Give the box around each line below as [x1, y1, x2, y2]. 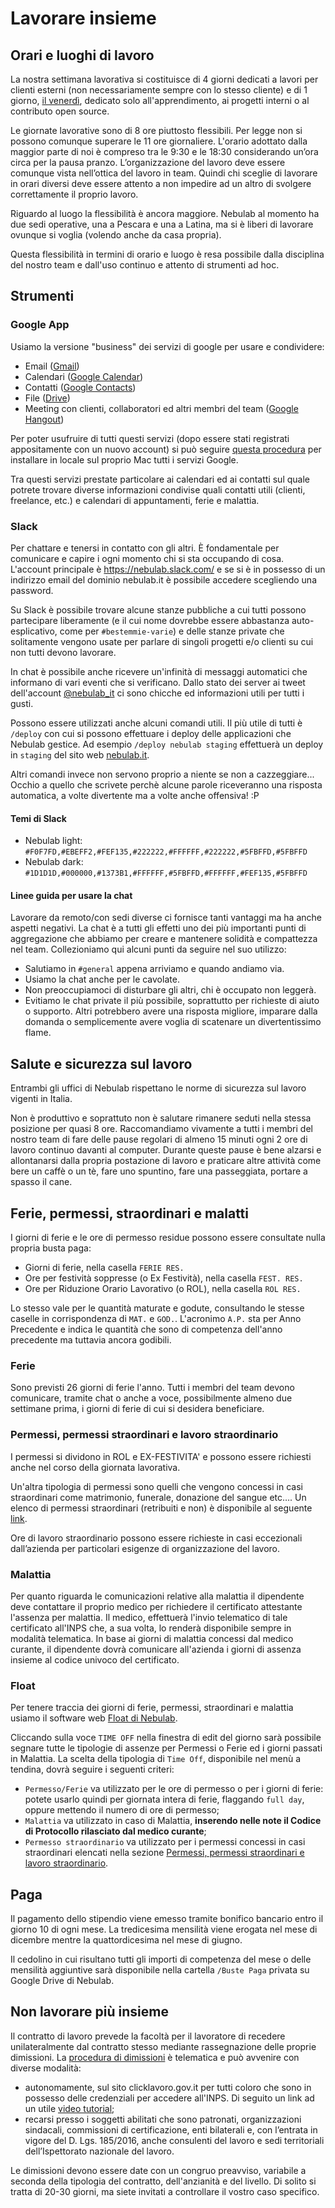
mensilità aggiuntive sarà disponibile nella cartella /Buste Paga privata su [10, 1964, 310, 1976]
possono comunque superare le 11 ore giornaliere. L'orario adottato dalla [10, 135, 308, 147]
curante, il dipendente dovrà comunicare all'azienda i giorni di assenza [10, 1643, 302, 1655]
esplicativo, [10, 625, 58, 637]
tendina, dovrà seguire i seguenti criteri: [10, 1763, 175, 1776]
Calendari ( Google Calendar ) [24, 370, 144, 382]
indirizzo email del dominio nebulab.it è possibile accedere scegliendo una [10, 573, 317, 586]
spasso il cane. [10, 1176, 73, 1188]
